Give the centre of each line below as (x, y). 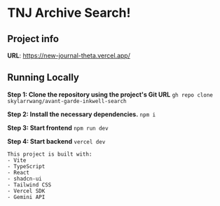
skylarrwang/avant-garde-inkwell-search (67, 101)
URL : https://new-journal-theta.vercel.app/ (69, 55)
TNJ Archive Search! (69, 13)
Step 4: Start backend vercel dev (56, 141)
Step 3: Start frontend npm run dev (58, 128)
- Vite (17, 160)
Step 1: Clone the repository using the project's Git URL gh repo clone (110, 94)
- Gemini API (26, 197)
